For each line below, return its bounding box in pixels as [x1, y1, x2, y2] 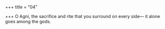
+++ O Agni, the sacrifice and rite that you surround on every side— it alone [5, 14, 160, 19]
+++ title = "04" [5, 4, 38, 10]
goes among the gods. [5, 19, 51, 24]
